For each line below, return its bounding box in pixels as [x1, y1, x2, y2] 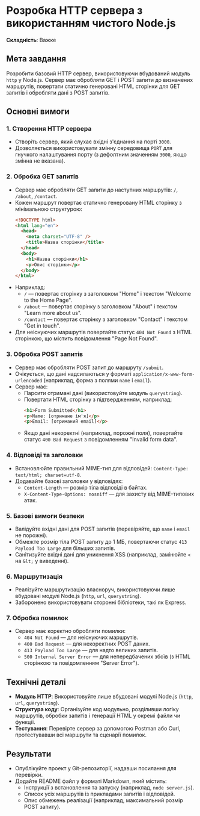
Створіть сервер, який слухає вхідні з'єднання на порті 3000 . [14, 138, 171, 145]
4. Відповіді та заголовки [6, 451, 83, 459]
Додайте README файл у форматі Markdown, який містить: [14, 777, 167, 785]
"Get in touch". [23, 322, 61, 329]
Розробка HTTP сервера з [6, 4, 143, 17]
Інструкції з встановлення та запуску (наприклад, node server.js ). [23, 784, 195, 791]
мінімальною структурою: [14, 205, 83, 213]
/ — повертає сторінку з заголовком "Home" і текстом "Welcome [23, 290, 191, 297]
